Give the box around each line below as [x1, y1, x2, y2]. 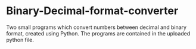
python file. [6, 36, 34, 43]
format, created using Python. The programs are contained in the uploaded [6, 30, 191, 37]
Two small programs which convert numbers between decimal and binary [6, 24, 186, 31]
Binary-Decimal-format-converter [6, 4, 179, 18]
